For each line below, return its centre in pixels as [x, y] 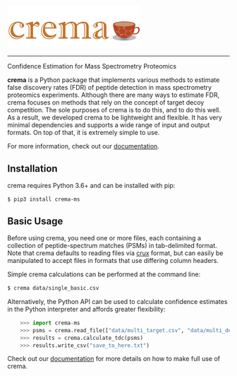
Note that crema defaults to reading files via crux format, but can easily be [115, 253]
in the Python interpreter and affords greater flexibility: [86, 309]
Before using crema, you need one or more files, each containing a [104, 238]
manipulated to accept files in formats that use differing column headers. [113, 260]
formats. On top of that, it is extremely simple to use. [84, 133]
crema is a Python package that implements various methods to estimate [114, 80]
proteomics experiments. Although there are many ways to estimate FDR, [114, 95]
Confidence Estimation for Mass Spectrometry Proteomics [92, 66]
